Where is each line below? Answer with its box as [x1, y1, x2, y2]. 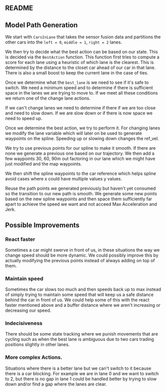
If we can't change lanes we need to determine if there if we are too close [5, 105, 156, 111]
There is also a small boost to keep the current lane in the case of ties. [5, 70, 149, 76]
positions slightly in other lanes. [5, 341, 70, 347]
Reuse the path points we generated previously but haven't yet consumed [5, 185, 156, 191]
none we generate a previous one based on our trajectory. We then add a [5, 151, 155, 157]
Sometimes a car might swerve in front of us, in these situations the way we [5, 247, 160, 253]
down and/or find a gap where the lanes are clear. [5, 381, 107, 387]
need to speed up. [5, 115, 43, 121]
